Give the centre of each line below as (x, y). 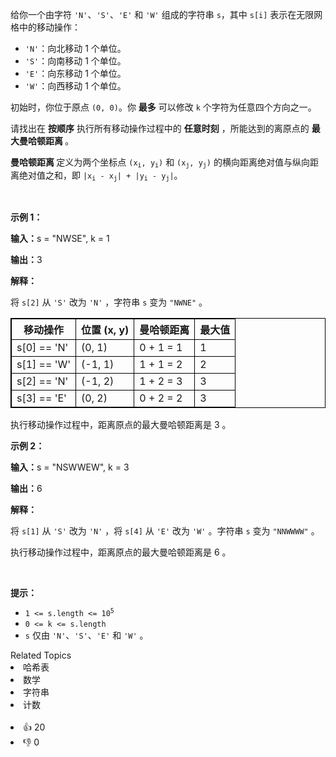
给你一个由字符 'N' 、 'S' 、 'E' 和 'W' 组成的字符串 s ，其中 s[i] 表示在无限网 (166, 14)
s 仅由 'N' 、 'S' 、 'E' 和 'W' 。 (86, 635)
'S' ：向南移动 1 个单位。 (75, 61)
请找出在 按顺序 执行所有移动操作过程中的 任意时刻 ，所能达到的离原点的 (160, 128)
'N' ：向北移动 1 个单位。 (75, 48)
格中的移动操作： (45, 27)
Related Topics (41, 655)
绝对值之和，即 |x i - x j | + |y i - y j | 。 (100, 176)
